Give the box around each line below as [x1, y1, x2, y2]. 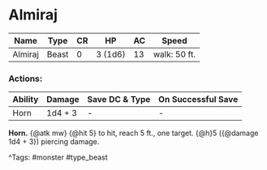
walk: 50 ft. [153, 49, 196, 60]
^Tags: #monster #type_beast [8, 152, 108, 163]
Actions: [8, 73, 43, 84]
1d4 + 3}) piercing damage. [8, 137, 100, 147]
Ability [12, 94, 39, 105]
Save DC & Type [87, 94, 151, 105]
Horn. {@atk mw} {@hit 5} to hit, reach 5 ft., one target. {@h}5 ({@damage [8, 128, 259, 138]
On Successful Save [157, 94, 239, 105]
